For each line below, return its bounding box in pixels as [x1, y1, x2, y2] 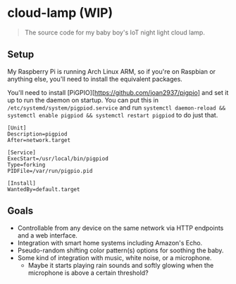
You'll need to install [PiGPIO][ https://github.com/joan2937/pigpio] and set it [7, 88, 229, 96]
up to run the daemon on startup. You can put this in [7, 96, 159, 104]
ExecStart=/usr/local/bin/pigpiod [7, 155, 109, 162]
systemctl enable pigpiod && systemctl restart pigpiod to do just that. [7, 110, 218, 119]
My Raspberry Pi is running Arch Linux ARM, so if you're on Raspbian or [7, 67, 216, 75]
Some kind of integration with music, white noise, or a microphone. [17, 253, 212, 262]
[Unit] [7, 124, 27, 131]
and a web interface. [17, 231, 77, 240]
